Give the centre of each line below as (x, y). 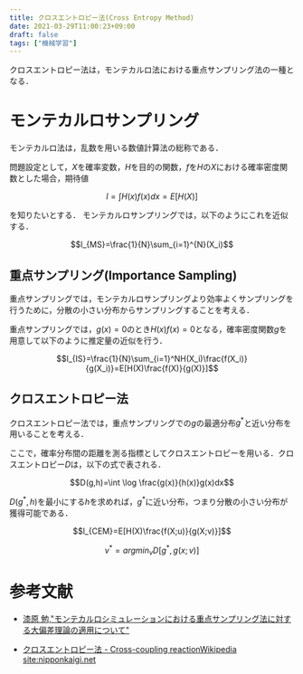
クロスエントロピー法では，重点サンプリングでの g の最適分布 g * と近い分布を (151, 422)
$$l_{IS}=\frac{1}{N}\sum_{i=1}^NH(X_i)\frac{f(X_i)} (152, 359)
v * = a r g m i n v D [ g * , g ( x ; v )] (152, 551)
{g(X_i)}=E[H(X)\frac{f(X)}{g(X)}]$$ (152, 368)
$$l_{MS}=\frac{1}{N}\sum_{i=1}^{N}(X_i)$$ (152, 244)
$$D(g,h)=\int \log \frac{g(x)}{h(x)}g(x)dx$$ (152, 483)
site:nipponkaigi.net (59, 659)
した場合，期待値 (57, 178)
